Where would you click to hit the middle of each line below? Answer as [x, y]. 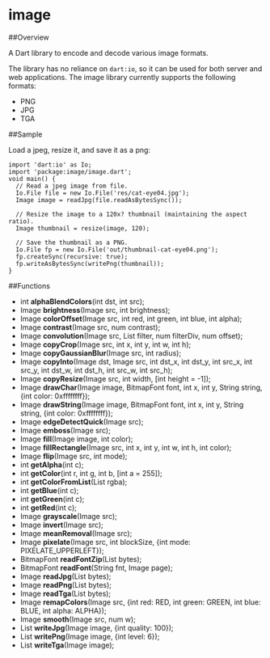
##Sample [25, 134]
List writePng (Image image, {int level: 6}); [90, 636]
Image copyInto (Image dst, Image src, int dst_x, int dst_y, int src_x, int [136, 361]
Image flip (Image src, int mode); [74, 456]
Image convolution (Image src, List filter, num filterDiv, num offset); [131, 335]
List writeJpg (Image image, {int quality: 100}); [97, 627]
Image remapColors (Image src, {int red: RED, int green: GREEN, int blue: [140, 602]
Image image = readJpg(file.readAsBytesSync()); [99, 200]
